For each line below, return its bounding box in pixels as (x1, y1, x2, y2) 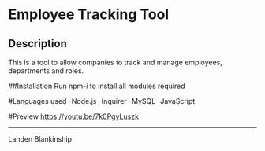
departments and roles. (8, 66, 84, 75)
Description (8, 37, 67, 50)
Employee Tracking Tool (8, 6, 170, 24)
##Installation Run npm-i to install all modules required (8, 81, 185, 90)
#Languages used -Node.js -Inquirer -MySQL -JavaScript (8, 97, 196, 105)
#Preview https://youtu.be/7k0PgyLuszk (8, 112, 140, 121)
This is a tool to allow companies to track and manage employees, (8, 57, 222, 67)
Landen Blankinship (8, 134, 73, 143)
